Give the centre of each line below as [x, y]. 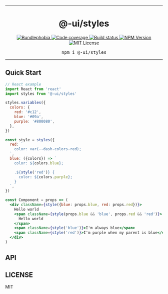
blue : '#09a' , [29, 117]
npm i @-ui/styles [84, 52]
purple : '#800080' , [34, 121]
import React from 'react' [33, 89]
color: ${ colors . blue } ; [39, 163]
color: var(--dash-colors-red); [48, 149]
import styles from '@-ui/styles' [41, 93]
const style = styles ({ [30, 140]
